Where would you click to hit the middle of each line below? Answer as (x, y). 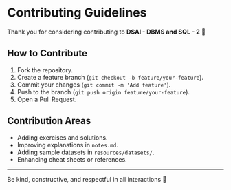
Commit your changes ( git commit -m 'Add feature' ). (94, 85)
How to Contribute (47, 53)
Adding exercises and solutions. (62, 137)
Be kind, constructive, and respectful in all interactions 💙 (87, 179)
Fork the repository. (45, 70)
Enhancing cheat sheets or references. (72, 159)
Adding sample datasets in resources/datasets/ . (86, 152)
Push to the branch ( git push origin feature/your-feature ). (103, 92)
